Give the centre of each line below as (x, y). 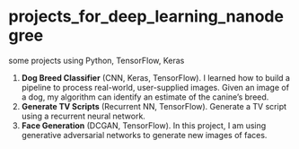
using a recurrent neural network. (83, 116)
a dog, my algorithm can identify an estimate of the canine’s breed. (145, 97)
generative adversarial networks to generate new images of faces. (144, 135)
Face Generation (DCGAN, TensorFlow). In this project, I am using (144, 125)
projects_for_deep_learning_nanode (146, 17)
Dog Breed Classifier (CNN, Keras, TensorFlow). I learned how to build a (156, 77)
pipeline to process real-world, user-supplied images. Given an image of (155, 87)
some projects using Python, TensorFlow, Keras (97, 60)
